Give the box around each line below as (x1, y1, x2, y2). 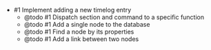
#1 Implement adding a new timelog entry (13, 6, 132, 14)
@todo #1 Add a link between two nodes (23, 35, 139, 43)
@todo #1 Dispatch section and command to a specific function (23, 13, 205, 21)
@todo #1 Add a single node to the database (23, 21, 150, 28)
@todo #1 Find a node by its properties (23, 27, 134, 36)
